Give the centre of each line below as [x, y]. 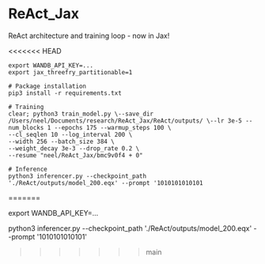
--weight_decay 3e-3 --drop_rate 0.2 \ [74, 148]
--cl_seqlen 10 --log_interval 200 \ [70, 134]
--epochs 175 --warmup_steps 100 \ [113, 127]
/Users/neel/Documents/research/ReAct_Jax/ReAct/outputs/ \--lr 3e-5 [125, 121]
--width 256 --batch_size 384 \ [61, 141]
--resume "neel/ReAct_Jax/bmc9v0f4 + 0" [76, 155]
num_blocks [26, 127]
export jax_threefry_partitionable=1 [70, 72]
